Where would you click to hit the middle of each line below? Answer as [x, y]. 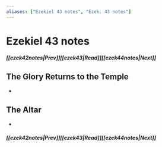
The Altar [24, 110]
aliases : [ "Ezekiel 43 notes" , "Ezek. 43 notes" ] [69, 12]
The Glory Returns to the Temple [67, 76]
